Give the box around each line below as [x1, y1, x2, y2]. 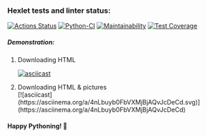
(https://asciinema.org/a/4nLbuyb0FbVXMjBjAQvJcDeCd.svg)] [17, 98, 201, 107]
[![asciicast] [17, 90, 53, 99]
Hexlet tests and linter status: [7, 6, 111, 16]
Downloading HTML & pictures [17, 83, 107, 92]
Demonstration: [7, 37, 55, 46]
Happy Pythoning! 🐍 [7, 121, 68, 130]
